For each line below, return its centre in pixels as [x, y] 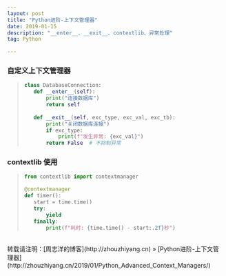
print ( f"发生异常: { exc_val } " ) [101, 137]
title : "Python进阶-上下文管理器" [52, 20]
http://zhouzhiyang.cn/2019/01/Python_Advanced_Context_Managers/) [110, 266]
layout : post [26, 13]
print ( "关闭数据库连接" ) [78, 124]
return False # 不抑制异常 [83, 143]
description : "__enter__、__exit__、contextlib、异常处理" [90, 33]
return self [63, 105]
